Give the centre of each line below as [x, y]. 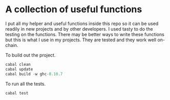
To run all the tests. [26, 84]
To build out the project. [30, 55]
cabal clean [18, 64]
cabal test [17, 93]
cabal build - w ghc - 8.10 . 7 [34, 74]
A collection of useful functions [74, 9]
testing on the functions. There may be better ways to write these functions [85, 34]
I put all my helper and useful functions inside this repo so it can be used [82, 23]
